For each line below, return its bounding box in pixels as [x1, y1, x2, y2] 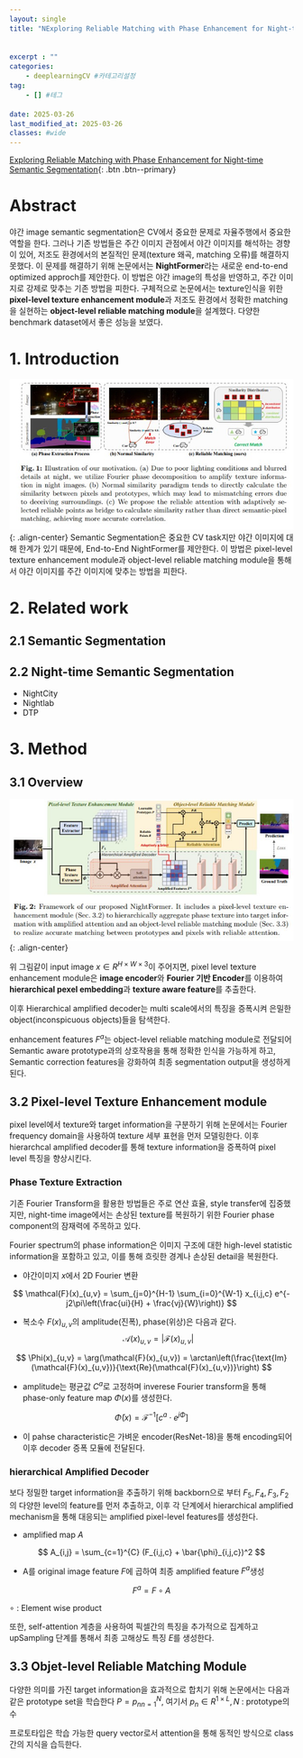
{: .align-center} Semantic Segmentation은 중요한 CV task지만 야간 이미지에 [9, 532, 284, 543]
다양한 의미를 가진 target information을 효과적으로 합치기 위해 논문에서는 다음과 [9, 1684, 290, 1695]
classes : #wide [9, 129, 67, 138]
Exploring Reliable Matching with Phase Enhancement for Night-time [9, 154, 264, 166]
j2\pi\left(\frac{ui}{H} [66, 1297, 144, 1308]
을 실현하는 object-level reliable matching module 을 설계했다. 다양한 [9, 306, 261, 316]
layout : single [9, 14, 67, 23]
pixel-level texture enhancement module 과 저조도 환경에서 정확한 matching [9, 294, 289, 306]
